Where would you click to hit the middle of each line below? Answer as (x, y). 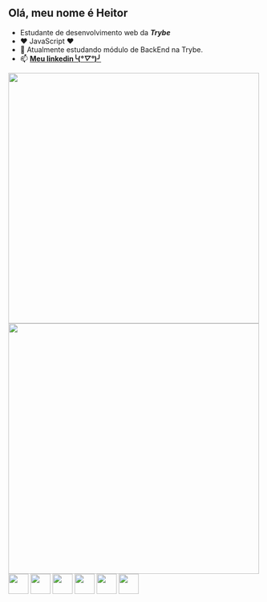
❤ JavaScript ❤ (47, 41)
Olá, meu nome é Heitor (68, 13)
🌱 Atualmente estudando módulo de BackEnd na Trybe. (111, 49)
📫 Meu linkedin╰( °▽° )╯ (61, 59)
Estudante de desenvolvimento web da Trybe (95, 32)
